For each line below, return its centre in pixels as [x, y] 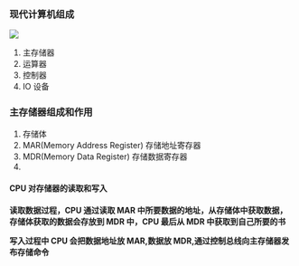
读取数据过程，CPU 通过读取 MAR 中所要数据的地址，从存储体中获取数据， [149, 210]
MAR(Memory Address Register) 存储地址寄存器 [112, 145]
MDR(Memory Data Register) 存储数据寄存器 [105, 157]
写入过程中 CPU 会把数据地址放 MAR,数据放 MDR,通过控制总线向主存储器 [145, 241]
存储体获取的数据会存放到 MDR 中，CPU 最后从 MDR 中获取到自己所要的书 [148, 221]
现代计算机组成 [42, 14]
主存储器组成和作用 [51, 112]
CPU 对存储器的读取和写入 [58, 188]
